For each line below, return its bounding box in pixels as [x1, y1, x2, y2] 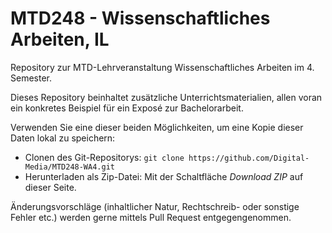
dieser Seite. [24, 181, 77, 193]
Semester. [10, 72, 52, 84]
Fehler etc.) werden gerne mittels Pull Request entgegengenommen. [10, 211, 292, 223]
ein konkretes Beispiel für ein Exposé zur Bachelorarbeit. [10, 102, 244, 114]
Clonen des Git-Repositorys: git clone [24, 151, 185, 163]
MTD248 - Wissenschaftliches [10, 7, 271, 30]
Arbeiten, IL [10, 28, 110, 51]
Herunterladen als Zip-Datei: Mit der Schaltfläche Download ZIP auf [24, 170, 304, 182]
